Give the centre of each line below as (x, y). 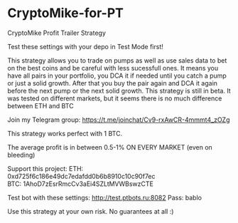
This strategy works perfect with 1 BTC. (65, 133)
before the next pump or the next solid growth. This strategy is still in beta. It (119, 90)
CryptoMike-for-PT (66, 13)
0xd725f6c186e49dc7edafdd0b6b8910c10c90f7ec (81, 176)
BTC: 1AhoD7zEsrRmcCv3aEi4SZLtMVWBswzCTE (81, 184)
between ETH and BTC (40, 105)
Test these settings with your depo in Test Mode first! (85, 46)
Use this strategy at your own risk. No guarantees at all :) (91, 211)
